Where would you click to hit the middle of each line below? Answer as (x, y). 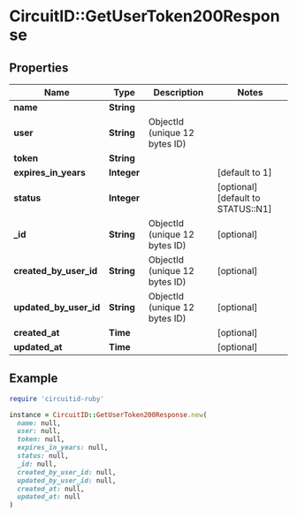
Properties (39, 68)
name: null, (39, 423)
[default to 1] (244, 172)
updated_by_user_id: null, (67, 480)
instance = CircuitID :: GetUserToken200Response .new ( (108, 414)
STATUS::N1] (244, 209)
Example (34, 379)
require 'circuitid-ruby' (57, 399)
